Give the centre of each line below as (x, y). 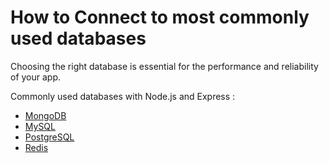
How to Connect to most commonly (160, 17)
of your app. (36, 77)
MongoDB (45, 115)
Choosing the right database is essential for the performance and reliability (164, 66)
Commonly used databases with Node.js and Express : (123, 96)
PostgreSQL (49, 137)
